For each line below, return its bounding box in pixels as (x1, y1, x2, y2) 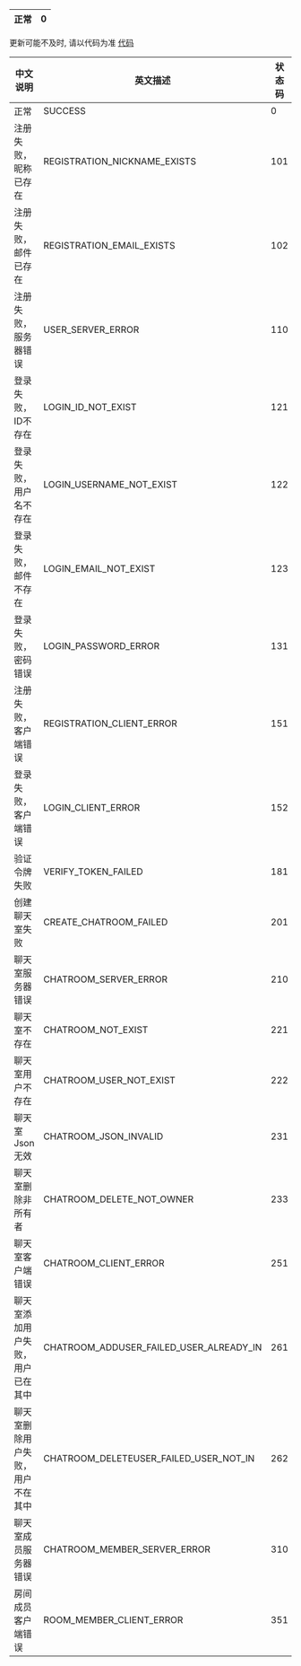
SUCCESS (43, 105, 87, 117)
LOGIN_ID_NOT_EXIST (43, 401, 137, 413)
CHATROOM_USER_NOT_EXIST (43, 1074, 176, 1086)
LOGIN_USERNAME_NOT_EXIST (43, 478, 177, 490)
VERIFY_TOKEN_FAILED (43, 865, 143, 878)
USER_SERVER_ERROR (43, 323, 140, 336)
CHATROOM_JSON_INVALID (43, 1130, 164, 1143)
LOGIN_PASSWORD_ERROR (43, 640, 159, 652)
